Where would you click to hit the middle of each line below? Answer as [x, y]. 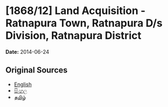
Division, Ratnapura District [73, 36]
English [23, 84]
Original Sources [36, 70]
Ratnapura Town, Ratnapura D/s [84, 23]
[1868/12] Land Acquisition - [76, 11]
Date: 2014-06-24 [27, 51]
